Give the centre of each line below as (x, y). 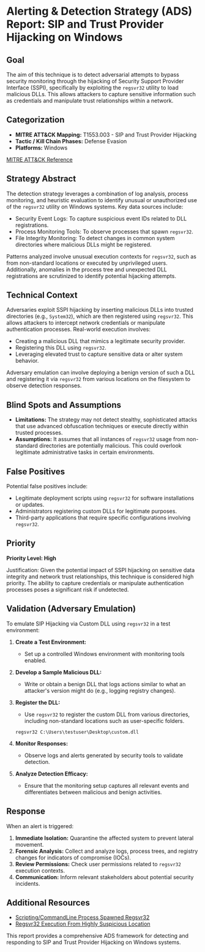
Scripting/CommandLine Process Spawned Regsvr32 (82, 918)
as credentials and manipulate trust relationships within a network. (90, 100)
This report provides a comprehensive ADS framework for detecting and (97, 936)
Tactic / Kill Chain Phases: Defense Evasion (71, 141)
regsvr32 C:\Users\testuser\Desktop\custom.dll (77, 732)
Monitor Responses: (42, 743)
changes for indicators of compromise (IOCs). (73, 857)
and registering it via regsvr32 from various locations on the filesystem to (99, 379)
